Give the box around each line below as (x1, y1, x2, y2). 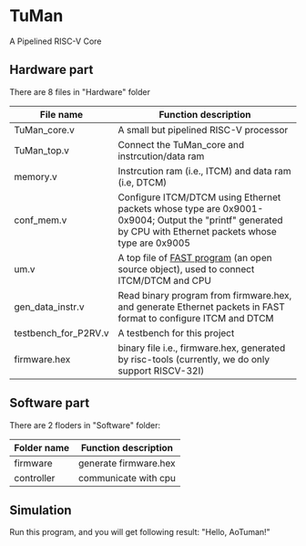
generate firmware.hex (77, 457, 176, 469)
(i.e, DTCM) (117, 175, 168, 188)
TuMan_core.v (14, 123, 75, 136)
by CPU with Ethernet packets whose (117, 225, 278, 237)
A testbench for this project (117, 326, 235, 339)
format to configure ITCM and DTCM (117, 311, 275, 324)
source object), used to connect (117, 262, 255, 275)
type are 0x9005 (117, 236, 191, 249)
